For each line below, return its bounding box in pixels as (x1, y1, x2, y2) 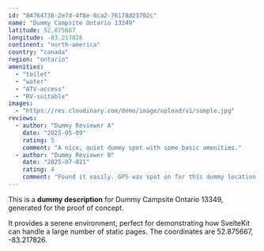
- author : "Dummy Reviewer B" (15, 151, 115, 159)
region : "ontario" (8, 56, 69, 64)
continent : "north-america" (8, 41, 101, 49)
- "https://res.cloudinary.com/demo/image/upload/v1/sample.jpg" (15, 107, 236, 115)
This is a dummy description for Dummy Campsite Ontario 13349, (8, 194, 224, 204)
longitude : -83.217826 (8, 33, 83, 42)
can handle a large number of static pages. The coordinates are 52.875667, (8, 227, 254, 236)
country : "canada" (8, 48, 69, 56)
